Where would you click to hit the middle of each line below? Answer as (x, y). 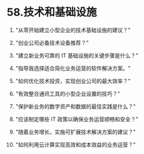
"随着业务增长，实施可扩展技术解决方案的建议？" (76, 132)
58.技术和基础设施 (52, 12)
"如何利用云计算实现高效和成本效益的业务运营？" (76, 144)
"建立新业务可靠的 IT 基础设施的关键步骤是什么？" (77, 55)
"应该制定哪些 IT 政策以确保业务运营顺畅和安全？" (77, 119)
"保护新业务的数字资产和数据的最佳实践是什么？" (76, 106)
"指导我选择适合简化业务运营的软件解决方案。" (73, 68)
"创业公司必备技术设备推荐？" (52, 43)
